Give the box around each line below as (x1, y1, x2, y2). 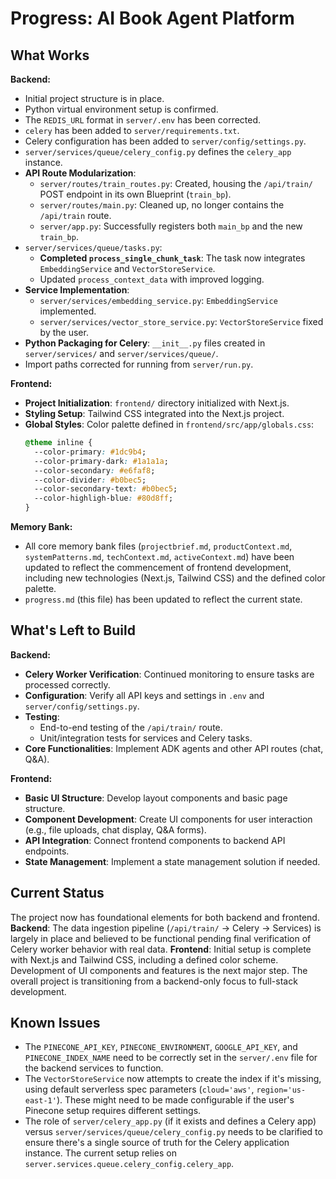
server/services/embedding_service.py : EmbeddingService (39, 295, 278, 306)
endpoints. (24, 845, 70, 857)
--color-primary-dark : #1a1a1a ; (34, 456, 169, 466)
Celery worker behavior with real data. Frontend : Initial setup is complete (10, 943, 312, 955)
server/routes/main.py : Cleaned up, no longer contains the (39, 199, 285, 211)
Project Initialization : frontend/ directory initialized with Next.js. (24, 397, 290, 409)
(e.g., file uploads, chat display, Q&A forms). (24, 823, 207, 836)
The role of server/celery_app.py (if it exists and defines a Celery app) (24, 1115, 317, 1127)
